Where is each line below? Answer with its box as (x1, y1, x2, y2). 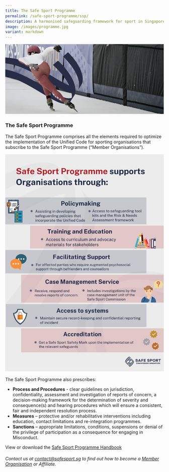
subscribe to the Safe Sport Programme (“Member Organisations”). (5, 144, 144, 150)
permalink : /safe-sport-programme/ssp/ (5, 13, 89, 19)
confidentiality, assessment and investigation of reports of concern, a (12, 391, 157, 397)
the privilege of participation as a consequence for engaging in (12, 429, 143, 435)
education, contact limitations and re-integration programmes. (12, 418, 142, 424)
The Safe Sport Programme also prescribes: (5, 376, 97, 382)
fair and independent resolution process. (12, 407, 97, 413)
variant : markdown (5, 29, 44, 35)
